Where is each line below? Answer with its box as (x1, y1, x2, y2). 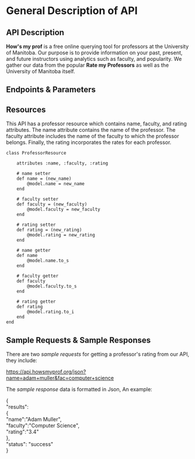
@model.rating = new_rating (27, 232, 95, 238)
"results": (6, 403, 29, 410)
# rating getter (16, 299, 57, 305)
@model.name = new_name (27, 181, 85, 187)
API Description (6, 28, 64, 37)
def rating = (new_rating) (16, 227, 82, 233)
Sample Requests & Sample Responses (6, 335, 151, 345)
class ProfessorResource (6, 150, 67, 156)
